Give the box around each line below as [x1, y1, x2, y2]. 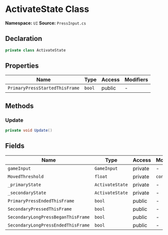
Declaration [5, 34, 42, 43]
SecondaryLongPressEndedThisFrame [7, 222, 90, 228]
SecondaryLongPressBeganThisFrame [7, 214, 90, 220]
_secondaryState [7, 190, 46, 196]
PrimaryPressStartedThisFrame [7, 85, 80, 91]
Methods [5, 101, 34, 110]
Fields [5, 142, 25, 150]
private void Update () [5, 128, 52, 133]
